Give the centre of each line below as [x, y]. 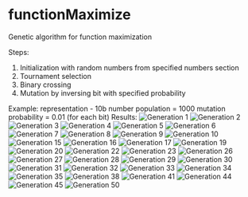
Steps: [19, 52]
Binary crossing [45, 85]
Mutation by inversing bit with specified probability [103, 93]
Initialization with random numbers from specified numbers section [130, 67]
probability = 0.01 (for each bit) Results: [73, 116]
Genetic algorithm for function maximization [80, 37]
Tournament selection [55, 76]
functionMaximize [70, 15]
